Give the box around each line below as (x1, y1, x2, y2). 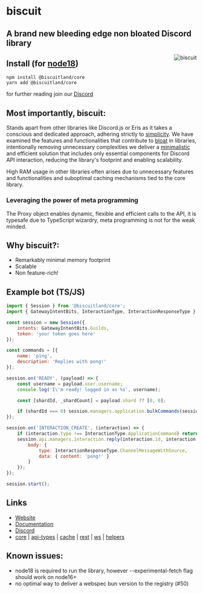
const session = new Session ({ (6, 320, 85, 326)
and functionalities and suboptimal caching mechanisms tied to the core (6, 175, 186, 182)
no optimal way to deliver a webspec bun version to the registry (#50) (14, 580, 189, 587)
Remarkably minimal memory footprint (14, 256, 111, 264)
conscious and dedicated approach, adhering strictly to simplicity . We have (6, 130, 194, 138)
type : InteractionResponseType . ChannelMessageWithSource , (38, 447, 188, 454)
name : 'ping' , (17, 353, 53, 359)
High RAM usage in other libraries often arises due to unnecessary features (6, 168, 194, 175)
